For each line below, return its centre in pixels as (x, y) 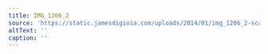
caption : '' (28, 38)
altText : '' (28, 30)
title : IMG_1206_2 (39, 15)
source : (21, 23)
